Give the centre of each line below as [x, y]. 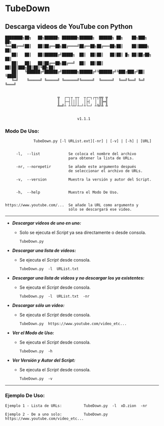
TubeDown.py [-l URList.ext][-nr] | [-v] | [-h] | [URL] [92, 141]
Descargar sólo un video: [38, 305]
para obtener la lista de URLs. [101, 158]
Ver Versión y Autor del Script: [44, 360]
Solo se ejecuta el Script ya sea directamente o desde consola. [83, 233]
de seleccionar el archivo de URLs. [105, 171]
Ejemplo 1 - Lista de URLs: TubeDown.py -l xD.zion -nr [76, 406]
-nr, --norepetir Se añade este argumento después [76, 167]
